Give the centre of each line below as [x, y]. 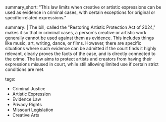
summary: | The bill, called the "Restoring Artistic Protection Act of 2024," [81, 27]
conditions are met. [25, 69]
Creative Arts [26, 115]
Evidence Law [27, 99]
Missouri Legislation [33, 110]
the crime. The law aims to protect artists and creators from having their [79, 59]
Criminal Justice [29, 89]
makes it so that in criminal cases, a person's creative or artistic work [76, 32]
